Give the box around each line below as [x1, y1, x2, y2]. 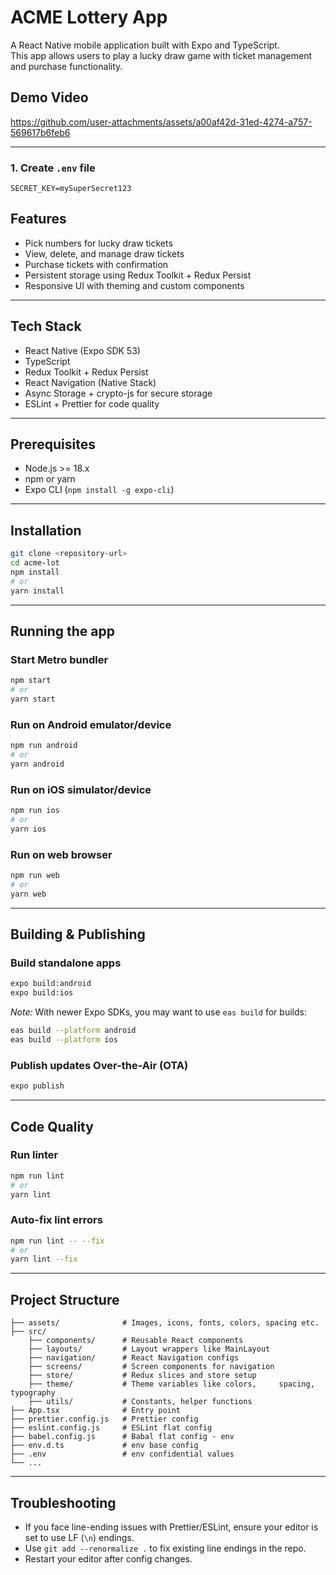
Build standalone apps [10, 956, 122, 970]
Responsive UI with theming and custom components [24, 279, 245, 291]
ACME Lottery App [10, 6, 168, 29]
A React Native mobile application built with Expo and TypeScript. [10, 39, 280, 51]
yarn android [10, 759, 65, 770]
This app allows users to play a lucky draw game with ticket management [10, 49, 312, 61]
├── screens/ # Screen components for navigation [28, 1362, 275, 1372]
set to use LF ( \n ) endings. [24, 1531, 135, 1543]
